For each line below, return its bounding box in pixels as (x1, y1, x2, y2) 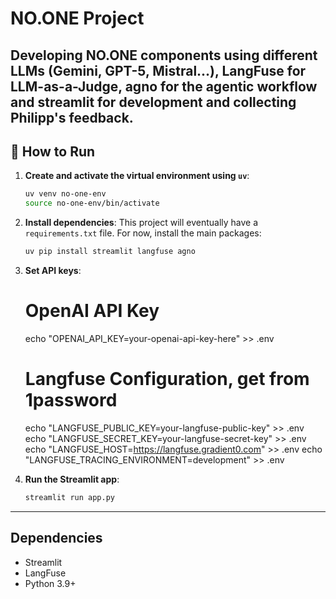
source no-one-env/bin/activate (24, 198, 160, 209)
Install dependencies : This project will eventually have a (24, 217, 259, 229)
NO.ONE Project (10, 7, 145, 30)
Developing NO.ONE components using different (10, 47, 318, 64)
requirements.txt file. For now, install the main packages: (24, 227, 262, 239)
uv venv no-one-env (24, 189, 107, 199)
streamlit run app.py (24, 492, 115, 502)
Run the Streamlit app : (24, 473, 120, 485)
